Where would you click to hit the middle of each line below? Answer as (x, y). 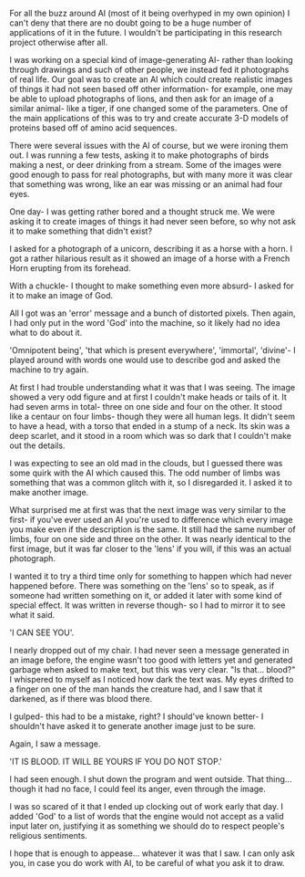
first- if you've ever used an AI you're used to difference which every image (151, 520)
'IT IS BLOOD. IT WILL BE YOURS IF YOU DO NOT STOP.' (116, 762)
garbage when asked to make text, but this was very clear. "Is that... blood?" (152, 669)
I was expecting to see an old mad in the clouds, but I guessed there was (146, 463)
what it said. (32, 615)
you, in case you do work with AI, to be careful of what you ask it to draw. (147, 863)
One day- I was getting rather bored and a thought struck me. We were (142, 212)
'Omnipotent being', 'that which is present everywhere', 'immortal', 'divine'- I (152, 350)
